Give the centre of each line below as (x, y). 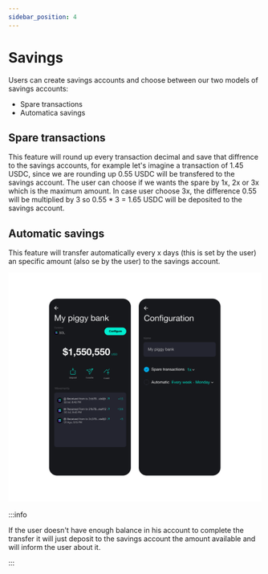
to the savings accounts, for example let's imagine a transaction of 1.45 (126, 165)
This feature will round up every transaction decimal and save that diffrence (134, 157)
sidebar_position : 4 (43, 17)
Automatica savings (53, 112)
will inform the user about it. (55, 548)
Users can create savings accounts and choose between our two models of (133, 79)
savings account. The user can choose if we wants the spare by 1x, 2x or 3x (134, 183)
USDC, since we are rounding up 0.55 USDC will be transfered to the (122, 174)
